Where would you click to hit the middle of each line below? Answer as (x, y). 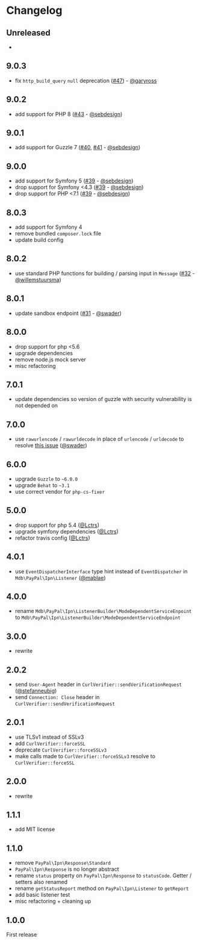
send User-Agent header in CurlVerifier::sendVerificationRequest (98, 684)
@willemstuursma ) (38, 279)
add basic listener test (42, 895)
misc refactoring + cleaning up (53, 901)
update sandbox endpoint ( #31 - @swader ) (68, 313)
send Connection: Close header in (57, 697)
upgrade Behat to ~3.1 (42, 485)
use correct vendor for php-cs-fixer (60, 491)
